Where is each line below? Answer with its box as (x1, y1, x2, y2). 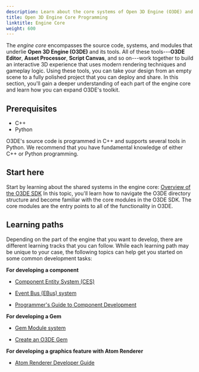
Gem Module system (14, 324, 66, 331)
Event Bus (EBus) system (14, 289, 77, 297)
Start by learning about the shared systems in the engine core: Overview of (6, 183, 191, 190)
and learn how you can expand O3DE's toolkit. (6, 86, 120, 93)
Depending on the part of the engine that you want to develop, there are (6, 236, 183, 243)
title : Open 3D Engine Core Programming (6, 14, 108, 20)
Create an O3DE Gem (14, 336, 68, 343)
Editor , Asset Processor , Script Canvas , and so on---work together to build (6, 54, 194, 62)
